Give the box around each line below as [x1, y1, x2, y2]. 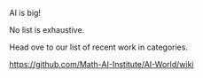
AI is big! [9, 8, 42, 18]
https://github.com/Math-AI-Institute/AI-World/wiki [9, 59, 194, 69]
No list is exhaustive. [9, 25, 85, 35]
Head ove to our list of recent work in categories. [9, 42, 189, 52]
